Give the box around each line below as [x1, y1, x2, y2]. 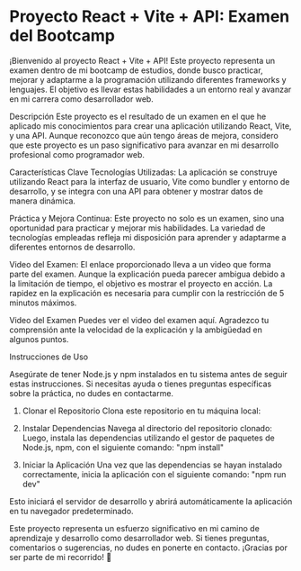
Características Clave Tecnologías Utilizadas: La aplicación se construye [9, 167, 278, 177]
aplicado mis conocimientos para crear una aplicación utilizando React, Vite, [9, 120, 292, 131]
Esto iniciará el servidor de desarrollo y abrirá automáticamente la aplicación [9, 495, 293, 506]
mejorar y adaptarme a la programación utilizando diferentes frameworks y [9, 74, 287, 85]
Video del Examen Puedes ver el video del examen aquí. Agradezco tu [9, 314, 270, 325]
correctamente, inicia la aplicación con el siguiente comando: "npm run [22, 468, 287, 479]
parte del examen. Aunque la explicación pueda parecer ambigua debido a [9, 268, 286, 279]
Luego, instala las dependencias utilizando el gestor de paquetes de [22, 432, 276, 443]
